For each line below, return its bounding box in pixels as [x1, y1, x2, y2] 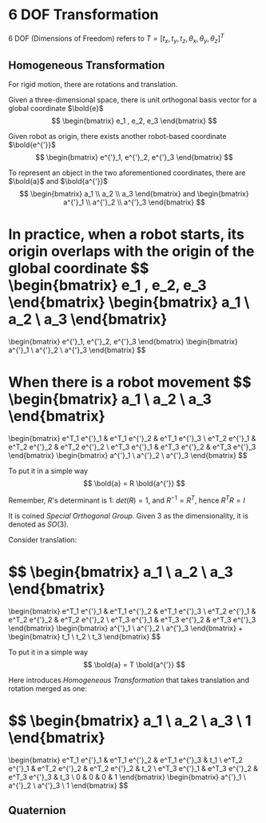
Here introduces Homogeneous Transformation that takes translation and [8, 675, 250, 685]
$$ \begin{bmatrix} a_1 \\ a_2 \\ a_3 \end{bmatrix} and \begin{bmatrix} [19, 189, 249, 199]
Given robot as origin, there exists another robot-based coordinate [8, 132, 227, 141]
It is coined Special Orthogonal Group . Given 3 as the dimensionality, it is [8, 511, 249, 520]
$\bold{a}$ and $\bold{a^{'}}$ [8, 177, 108, 186]
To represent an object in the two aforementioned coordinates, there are [8, 168, 246, 177]
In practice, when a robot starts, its [8, 225, 245, 244]
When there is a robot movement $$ [8, 373, 252, 392]
